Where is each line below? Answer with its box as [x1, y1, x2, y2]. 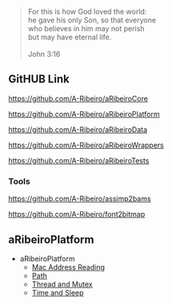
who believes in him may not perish [27, 24, 145, 33]
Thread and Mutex [31, 279, 94, 289]
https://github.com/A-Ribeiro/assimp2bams [8, 194, 151, 203]
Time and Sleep [31, 287, 84, 297]
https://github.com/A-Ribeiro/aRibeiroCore [8, 94, 148, 103]
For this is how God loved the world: [27, 7, 147, 16]
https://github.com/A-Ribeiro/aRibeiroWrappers [8, 140, 164, 150]
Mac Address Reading [31, 262, 106, 271]
